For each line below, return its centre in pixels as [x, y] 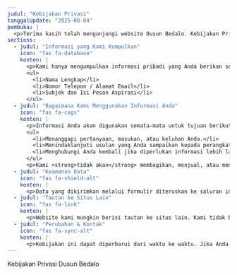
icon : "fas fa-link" [50, 205]
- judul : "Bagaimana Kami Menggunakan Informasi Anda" [96, 106]
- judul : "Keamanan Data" [52, 171]
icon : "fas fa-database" [56, 54]
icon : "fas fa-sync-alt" [56, 230]
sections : [22, 40]
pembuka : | [23, 27]
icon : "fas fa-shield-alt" [60, 178]
